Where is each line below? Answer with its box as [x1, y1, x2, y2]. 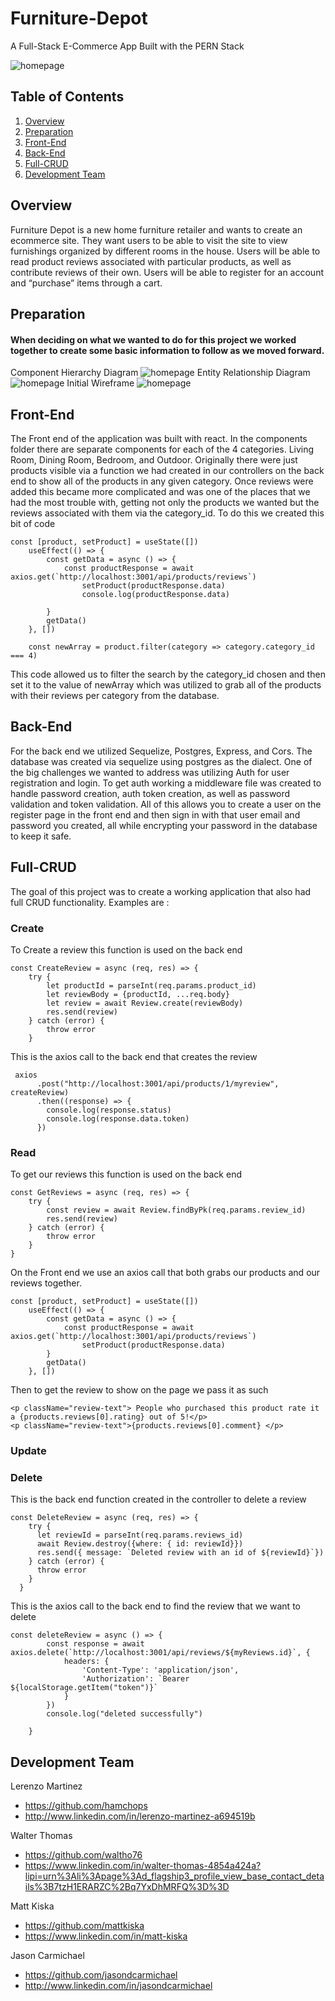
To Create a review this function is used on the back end [10, 943, 243, 956]
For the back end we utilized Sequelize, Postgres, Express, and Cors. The [10, 745, 313, 757]
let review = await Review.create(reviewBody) [46, 998, 244, 1008]
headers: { [63, 1657, 110, 1667]
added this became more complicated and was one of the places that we [10, 485, 311, 497]
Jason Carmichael [10, 1950, 85, 1962]
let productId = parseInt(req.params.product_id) [46, 980, 257, 991]
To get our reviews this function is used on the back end [10, 1168, 242, 1181]
